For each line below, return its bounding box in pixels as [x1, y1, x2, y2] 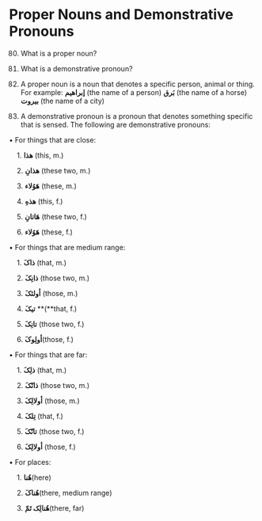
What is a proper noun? [20, 48, 97, 58]
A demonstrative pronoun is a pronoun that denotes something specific [20, 111, 253, 120]
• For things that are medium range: [9, 242, 126, 252]
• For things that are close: [9, 135, 97, 144]
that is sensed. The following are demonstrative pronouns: [20, 120, 211, 129]
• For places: [9, 457, 51, 466]
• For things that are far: [9, 350, 88, 359]
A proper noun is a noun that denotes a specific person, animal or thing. [20, 79, 256, 89]
